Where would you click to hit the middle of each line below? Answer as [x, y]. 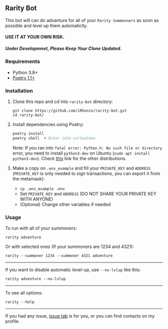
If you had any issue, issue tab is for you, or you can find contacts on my [80, 316]
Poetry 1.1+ [23, 77]
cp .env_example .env [42, 189]
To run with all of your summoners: [41, 228]
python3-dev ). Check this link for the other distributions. [69, 158]
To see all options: [24, 293]
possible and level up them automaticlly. [46, 25]
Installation [19, 90]
